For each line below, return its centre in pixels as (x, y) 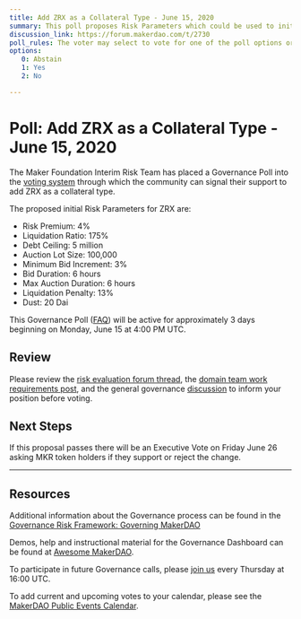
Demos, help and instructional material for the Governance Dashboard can (146, 543)
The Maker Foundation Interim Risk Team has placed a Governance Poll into (149, 172)
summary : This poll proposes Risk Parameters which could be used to (142, 26)
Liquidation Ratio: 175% (65, 235)
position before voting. (51, 398)
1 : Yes (34, 68)
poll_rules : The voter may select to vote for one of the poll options (146, 43)
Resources (40, 494)
